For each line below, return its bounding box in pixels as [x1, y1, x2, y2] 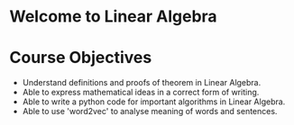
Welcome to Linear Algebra [9, 6, 218, 27]
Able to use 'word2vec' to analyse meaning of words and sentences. [22, 106, 278, 117]
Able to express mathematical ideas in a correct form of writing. [22, 87, 260, 98]
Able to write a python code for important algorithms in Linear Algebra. [22, 96, 286, 107]
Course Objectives [9, 48, 152, 68]
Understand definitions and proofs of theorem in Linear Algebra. [22, 77, 262, 88]
